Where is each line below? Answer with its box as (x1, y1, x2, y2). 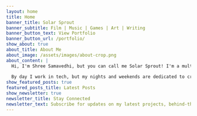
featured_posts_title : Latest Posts (6, 85, 96, 91)
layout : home (6, 8, 38, 15)
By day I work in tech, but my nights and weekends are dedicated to (11, 74, 185, 80)
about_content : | (6, 57, 49, 63)
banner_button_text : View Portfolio (6, 30, 96, 36)
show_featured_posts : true (6, 80, 72, 86)
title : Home (6, 14, 35, 20)
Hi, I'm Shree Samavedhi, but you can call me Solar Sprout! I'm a (11, 63, 180, 69)
